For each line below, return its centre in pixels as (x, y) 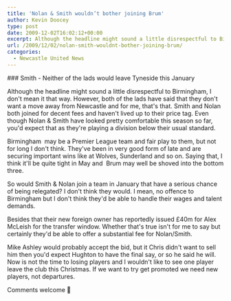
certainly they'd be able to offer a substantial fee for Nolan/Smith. (100, 233)
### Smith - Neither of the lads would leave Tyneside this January (101, 78)
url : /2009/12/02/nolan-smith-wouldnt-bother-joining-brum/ (95, 45)
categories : (24, 52)
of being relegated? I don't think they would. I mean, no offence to (101, 191)
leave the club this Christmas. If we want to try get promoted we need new (113, 269)
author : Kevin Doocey (38, 20)
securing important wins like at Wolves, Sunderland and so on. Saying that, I (115, 156)
